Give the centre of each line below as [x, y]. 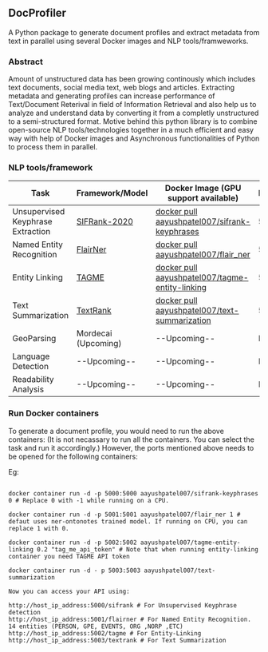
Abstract [26, 62]
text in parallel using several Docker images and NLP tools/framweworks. [128, 41]
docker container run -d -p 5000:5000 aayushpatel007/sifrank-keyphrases [134, 493]
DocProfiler [37, 13]
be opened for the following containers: [73, 456]
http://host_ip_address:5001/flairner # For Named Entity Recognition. [130, 619]
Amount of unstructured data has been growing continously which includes [132, 79]
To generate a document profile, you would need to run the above [116, 431]
